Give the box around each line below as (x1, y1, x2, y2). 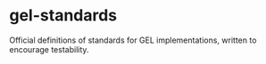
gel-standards (9, 5, 118, 26)
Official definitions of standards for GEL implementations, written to (9, 35, 257, 45)
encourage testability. (9, 44, 89, 54)
